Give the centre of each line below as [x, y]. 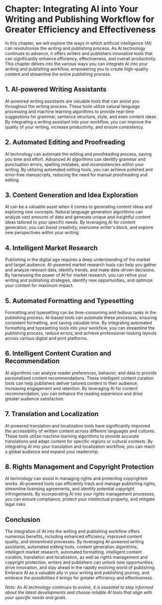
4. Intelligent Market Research [52, 248]
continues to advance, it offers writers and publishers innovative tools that [79, 53]
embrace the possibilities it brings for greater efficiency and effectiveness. [79, 578]
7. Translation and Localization [52, 414]
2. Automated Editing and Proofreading [65, 142]
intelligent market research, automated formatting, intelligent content [74, 552]
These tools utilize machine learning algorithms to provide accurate [72, 436]
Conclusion [23, 520]
